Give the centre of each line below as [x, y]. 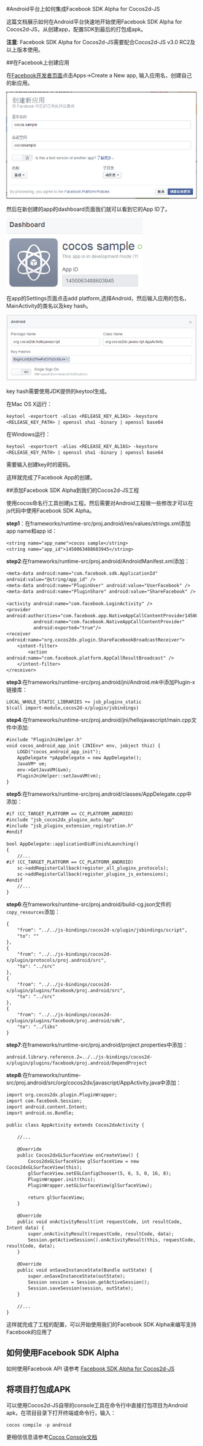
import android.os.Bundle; [40, 1113]
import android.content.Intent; [47, 1107]
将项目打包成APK [39, 1389]
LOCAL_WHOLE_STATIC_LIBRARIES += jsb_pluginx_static [74, 702]
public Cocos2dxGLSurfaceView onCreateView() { [78, 1155]
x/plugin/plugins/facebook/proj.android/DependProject [77, 1063]
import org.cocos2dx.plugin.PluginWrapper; [62, 1095]
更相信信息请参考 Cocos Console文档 [52, 1437]
